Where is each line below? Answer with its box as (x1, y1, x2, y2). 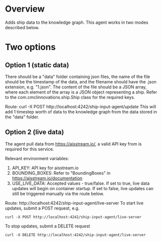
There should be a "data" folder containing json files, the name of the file (5, 74, 150, 80)
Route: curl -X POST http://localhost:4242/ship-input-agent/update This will (5, 103, 156, 110)
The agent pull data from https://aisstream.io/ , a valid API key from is (5, 141, 142, 146)
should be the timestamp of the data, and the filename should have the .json (5, 79, 157, 84)
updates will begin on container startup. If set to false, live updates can (12, 185, 154, 191)
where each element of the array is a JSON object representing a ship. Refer (5, 89, 157, 95)
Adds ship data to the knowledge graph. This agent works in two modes (5, 19, 148, 25)
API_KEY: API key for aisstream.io (12, 165, 79, 171)
